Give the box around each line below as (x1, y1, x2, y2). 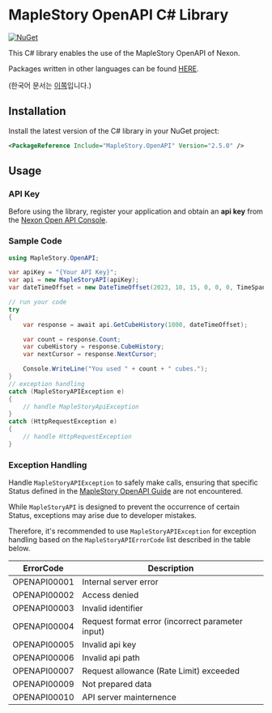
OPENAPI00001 (12, 576, 74, 588)
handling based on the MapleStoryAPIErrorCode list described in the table (8, 535, 251, 545)
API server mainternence (82, 692, 176, 703)
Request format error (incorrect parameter (82, 616, 243, 627)
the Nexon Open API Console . (8, 215, 108, 225)
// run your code (8, 298, 67, 307)
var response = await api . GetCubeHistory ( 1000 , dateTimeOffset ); (23, 320, 249, 329)
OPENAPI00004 (12, 621, 74, 632)
